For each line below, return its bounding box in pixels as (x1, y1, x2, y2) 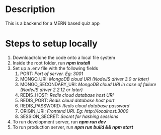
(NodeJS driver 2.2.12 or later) (20, 87, 83, 93)
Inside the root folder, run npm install (12, 59, 91, 66)
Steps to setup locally (5, 38, 98, 49)
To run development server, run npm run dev (12, 118, 106, 124)
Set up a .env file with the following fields (12, 65, 98, 71)
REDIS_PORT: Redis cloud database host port (20, 97, 115, 103)
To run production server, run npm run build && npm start (12, 124, 133, 130)
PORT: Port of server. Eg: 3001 (20, 71, 84, 77)
